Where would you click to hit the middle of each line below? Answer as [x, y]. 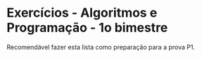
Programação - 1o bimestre [87, 28]
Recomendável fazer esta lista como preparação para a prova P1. [101, 47]
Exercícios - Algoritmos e [82, 13]
